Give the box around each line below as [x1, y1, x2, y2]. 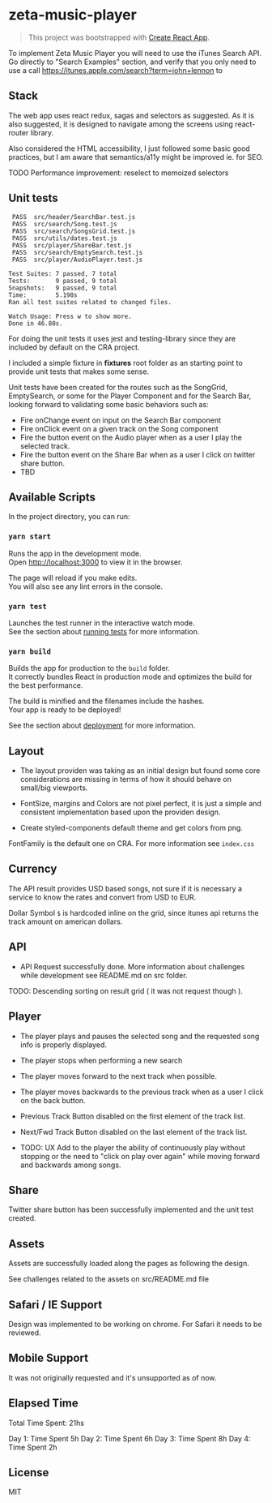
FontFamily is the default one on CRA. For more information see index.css [8, 839, 255, 848]
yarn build [8, 646, 51, 656]
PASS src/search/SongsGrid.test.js [11, 227, 136, 235]
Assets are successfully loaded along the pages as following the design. [8, 1259, 249, 1269]
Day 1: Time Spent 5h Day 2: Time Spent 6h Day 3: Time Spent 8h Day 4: [8, 1433, 251, 1443]
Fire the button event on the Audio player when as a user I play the [19, 432, 243, 442]
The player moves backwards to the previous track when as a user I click [19, 1087, 264, 1097]
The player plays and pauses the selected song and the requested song [19, 1031, 260, 1041]
